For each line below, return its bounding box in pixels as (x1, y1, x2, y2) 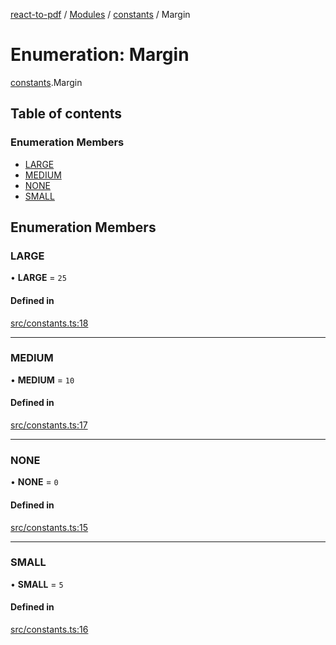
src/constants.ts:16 (10, 624, 89, 636)
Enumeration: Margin (10, 44, 190, 66)
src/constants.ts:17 (10, 419, 88, 431)
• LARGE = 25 (10, 272, 67, 284)
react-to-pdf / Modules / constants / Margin (10, 9, 191, 20)
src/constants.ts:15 (10, 521, 89, 533)
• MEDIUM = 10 (10, 374, 75, 386)
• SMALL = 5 (10, 578, 64, 590)
